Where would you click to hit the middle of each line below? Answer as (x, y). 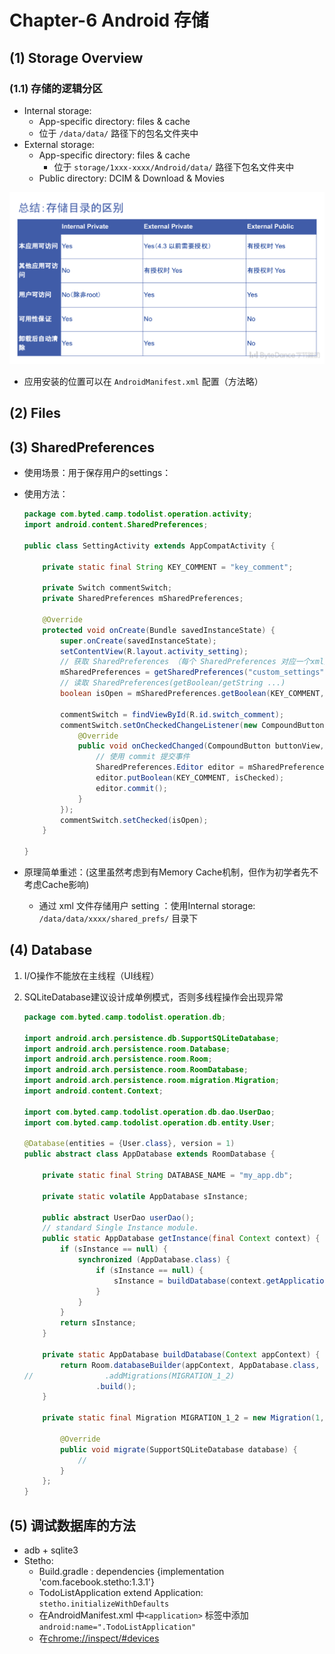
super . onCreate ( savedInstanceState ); (138, 641)
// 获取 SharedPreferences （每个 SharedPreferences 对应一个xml (192, 662)
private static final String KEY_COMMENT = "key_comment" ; (168, 567)
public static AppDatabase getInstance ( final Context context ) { (181, 1239)
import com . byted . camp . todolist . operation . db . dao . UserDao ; (149, 1112)
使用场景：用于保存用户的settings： (97, 473)
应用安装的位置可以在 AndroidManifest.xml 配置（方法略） (143, 381)
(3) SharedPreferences (82, 447)
